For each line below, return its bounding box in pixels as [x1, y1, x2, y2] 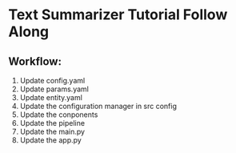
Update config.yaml [19, 76, 86, 85]
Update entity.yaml [19, 93, 82, 102]
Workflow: [8, 54, 62, 68]
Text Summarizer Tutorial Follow [8, 6, 228, 24]
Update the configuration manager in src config [19, 102, 178, 111]
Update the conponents [19, 110, 98, 119]
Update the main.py [19, 127, 86, 136]
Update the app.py [19, 135, 82, 145]
